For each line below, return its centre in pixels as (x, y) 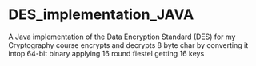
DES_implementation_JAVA (101, 15)
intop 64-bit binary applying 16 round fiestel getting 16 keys (106, 53)
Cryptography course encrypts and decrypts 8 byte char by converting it (128, 45)
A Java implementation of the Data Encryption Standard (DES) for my (122, 37)
